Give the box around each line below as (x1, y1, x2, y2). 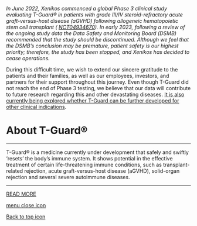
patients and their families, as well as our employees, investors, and (6, 73, 169, 79)
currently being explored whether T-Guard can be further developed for (6, 97, 180, 104)
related (6, 167, 23, 174)
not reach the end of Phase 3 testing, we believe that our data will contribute (6, 85, 191, 91)
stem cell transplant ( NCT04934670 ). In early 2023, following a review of (6, 23, 185, 30)
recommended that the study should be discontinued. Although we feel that (6, 36, 189, 43)
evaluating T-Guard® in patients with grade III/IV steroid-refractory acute (6, 11, 184, 18)
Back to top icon (6, 213, 46, 220)
